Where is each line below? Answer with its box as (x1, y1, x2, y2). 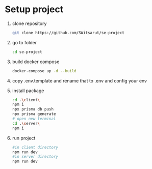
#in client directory (12, 145, 58, 150)
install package (12, 88, 44, 94)
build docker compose (12, 59, 60, 65)
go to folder (12, 39, 37, 45)
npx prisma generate (12, 111, 56, 117)
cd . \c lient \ (12, 97, 40, 102)
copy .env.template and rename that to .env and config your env (12, 77, 147, 83)
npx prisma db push (12, 107, 54, 112)
